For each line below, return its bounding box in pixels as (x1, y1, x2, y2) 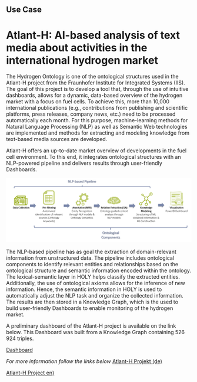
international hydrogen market (6, 53, 159, 67)
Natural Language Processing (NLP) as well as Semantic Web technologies (6, 123, 188, 130)
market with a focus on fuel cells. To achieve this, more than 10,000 (6, 98, 169, 105)
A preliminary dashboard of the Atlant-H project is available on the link (6, 322, 176, 329)
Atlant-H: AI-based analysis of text (6, 28, 181, 42)
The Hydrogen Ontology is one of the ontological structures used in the (6, 73, 179, 80)
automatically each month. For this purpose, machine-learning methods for (6, 117, 188, 124)
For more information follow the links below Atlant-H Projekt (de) (6, 358, 163, 365)
